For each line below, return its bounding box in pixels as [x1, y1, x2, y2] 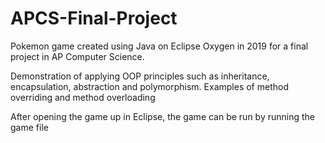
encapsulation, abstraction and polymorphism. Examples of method [10, 80, 289, 92]
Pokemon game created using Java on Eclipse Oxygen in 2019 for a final [10, 40, 309, 52]
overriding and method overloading [10, 91, 156, 103]
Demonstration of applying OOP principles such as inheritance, [10, 70, 270, 82]
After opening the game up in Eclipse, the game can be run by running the [10, 110, 316, 122]
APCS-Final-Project [10, 7, 178, 30]
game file [10, 121, 49, 133]
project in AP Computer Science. [10, 50, 145, 62]
